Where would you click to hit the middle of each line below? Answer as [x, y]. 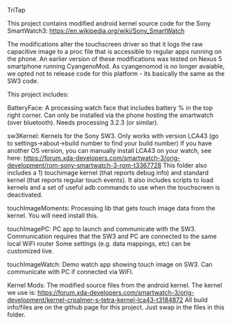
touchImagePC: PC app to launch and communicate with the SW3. [101, 229]
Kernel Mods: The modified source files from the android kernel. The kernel [115, 285]
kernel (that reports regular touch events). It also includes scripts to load [110, 180]
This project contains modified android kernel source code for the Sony [109, 23]
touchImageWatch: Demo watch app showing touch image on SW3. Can [110, 264]
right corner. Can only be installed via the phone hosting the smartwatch [110, 115]
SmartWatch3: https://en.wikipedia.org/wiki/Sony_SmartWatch [96, 31]
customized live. [30, 251]
